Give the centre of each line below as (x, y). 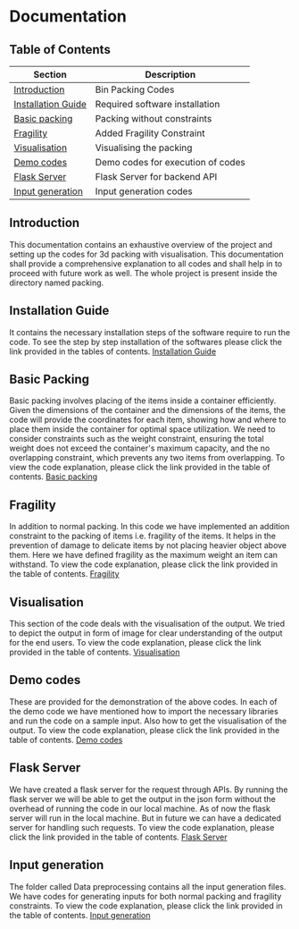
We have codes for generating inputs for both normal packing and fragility (145, 896)
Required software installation (158, 104)
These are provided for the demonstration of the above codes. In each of (143, 701)
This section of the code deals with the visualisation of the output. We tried (147, 624)
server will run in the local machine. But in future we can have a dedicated (145, 818)
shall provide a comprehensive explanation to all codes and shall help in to (146, 263)
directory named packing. (57, 283)
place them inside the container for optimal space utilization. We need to (142, 429)
